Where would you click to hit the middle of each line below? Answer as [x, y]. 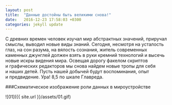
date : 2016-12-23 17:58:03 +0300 [43, 19]
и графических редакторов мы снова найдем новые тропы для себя [80, 66]
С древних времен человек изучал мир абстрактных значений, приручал [86, 39]
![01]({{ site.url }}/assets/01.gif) [38, 97]
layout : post [19, 10]
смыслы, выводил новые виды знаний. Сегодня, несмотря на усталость [85, 45]
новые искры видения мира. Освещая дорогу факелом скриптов [77, 61]
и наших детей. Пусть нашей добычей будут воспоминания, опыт [77, 72]
